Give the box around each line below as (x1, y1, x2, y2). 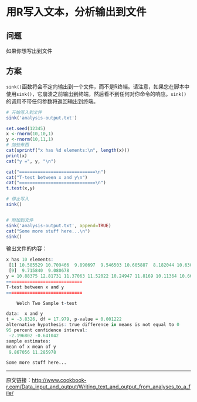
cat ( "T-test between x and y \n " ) (6, 174, 88, 180)
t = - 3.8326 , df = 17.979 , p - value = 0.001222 (6, 316, 122, 323)
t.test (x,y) (6, 185, 35, 191)
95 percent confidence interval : (6, 327, 88, 333)
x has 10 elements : (6, 257, 54, 263)
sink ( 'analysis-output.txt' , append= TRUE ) (6, 222, 111, 228)
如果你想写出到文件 (6, 48, 53, 54)
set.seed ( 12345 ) (6, 125, 46, 131)
